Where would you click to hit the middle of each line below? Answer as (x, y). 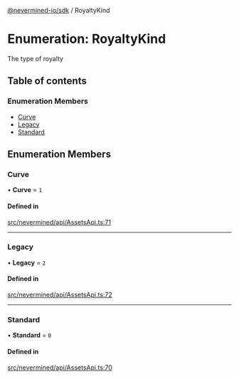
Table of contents (47, 81)
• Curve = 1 (25, 190)
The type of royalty (36, 58)
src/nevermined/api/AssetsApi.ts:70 (60, 367)
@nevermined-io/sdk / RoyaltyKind (59, 10)
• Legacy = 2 (27, 262)
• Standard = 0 (30, 335)
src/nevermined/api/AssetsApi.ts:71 (59, 222)
